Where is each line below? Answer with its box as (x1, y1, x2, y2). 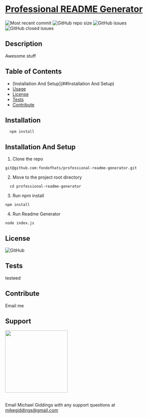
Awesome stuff (5, 53, 36, 59)
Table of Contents (5, 67, 62, 76)
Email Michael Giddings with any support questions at (5, 402, 116, 408)
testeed (5, 275, 21, 281)
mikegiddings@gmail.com (5, 407, 58, 414)
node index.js (5, 220, 35, 226)
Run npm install (12, 193, 44, 199)
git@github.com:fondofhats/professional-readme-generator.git (5, 166, 137, 171)
